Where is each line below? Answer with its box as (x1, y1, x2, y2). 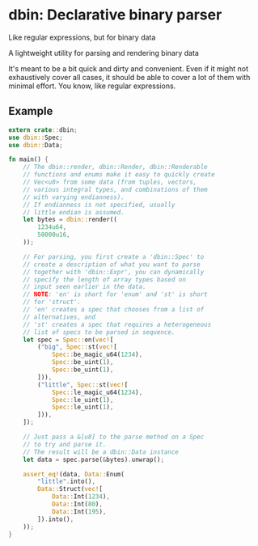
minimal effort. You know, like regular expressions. (8, 81, 176, 91)
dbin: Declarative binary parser (8, 6, 222, 24)
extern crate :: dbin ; (8, 125, 78, 134)
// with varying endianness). (23, 193, 125, 201)
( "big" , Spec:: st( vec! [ (37, 343, 117, 351)
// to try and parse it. (23, 440, 107, 448)
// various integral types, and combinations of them (23, 185, 208, 193)
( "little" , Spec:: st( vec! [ (37, 380, 129, 389)
